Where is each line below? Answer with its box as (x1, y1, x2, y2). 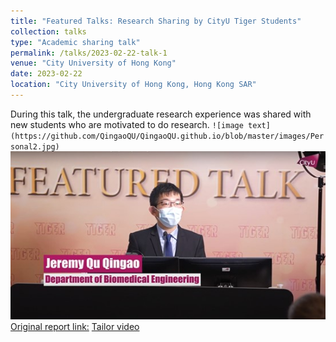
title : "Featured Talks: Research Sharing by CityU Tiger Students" (10, 16, 302, 26)
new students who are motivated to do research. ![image (10, 118, 244, 130)
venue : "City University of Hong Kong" (10, 58, 177, 69)
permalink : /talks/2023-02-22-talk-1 (10, 48, 168, 58)
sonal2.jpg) (10, 141, 60, 152)
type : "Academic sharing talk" (10, 37, 141, 47)
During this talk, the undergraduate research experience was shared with (10, 108, 312, 120)
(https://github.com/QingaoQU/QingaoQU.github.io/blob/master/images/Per (10, 131, 325, 141)
